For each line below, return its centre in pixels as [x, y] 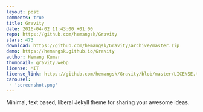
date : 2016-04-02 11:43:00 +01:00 [50, 29]
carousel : [19, 79]
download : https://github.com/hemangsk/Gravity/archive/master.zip [93, 46]
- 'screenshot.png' [34, 85]
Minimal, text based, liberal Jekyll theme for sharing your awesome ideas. [98, 102]
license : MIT [23, 68]
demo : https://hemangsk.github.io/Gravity [60, 51]
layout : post [23, 12]
